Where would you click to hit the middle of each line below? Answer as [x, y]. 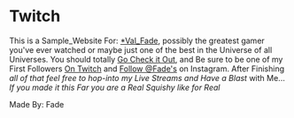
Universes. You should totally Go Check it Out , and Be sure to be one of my [146, 59]
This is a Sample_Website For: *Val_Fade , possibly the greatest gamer [137, 41]
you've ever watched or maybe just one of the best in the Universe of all [141, 49]
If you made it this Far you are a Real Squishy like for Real [115, 87]
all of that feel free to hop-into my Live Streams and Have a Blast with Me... [147, 77]
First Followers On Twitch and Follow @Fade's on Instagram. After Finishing [147, 69]
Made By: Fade [37, 104]
